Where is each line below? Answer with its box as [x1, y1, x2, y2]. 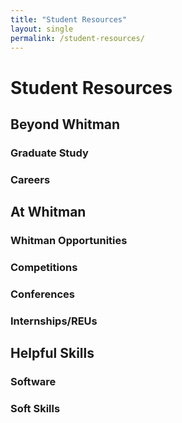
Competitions [10, 261, 78, 275]
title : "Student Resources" [10, 14, 128, 25]
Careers [10, 172, 51, 186]
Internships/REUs [10, 314, 98, 328]
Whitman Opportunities [10, 234, 128, 248]
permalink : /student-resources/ [10, 33, 145, 43]
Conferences [10, 287, 75, 301]
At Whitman [10, 204, 87, 221]
